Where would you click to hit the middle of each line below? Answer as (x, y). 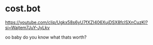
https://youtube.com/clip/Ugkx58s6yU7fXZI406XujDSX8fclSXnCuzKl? (76, 22)
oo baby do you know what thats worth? (46, 37)
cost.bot (23, 9)
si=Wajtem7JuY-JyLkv (28, 27)
